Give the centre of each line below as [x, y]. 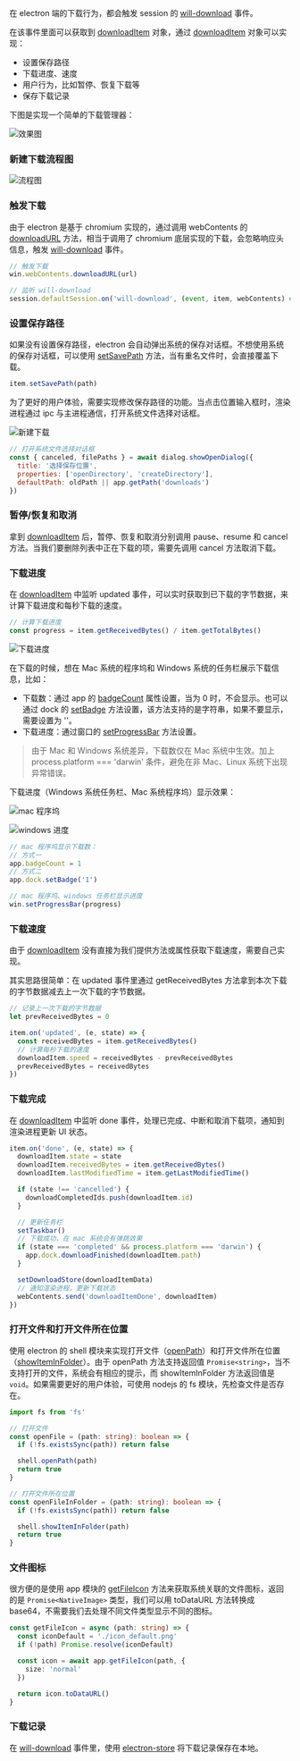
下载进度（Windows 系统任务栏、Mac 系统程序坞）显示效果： [123, 792]
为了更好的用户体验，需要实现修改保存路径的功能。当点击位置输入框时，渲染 [150, 402]
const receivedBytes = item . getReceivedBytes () [108, 1041]
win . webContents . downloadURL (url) [74, 274]
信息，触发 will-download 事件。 [69, 249]
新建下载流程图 [42, 159]
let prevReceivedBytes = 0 [59, 1017]
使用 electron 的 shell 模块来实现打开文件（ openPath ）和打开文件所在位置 [145, 1350]
